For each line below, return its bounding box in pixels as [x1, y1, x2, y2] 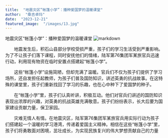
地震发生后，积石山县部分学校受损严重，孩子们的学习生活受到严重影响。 [14, 46, 163, 52]
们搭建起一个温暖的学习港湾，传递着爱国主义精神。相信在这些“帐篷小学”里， [5, 122, 162, 128]
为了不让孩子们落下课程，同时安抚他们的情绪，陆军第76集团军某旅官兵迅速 [5, 52, 159, 58]
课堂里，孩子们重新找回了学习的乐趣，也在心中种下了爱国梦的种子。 [13, 82, 154, 88]
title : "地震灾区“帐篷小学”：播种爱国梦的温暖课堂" [5, 7, 103, 12]
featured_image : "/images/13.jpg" [5, 21, 79, 26]
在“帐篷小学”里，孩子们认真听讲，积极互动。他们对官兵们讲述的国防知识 [14, 92, 162, 98]
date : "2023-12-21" [5, 16, 48, 21]
